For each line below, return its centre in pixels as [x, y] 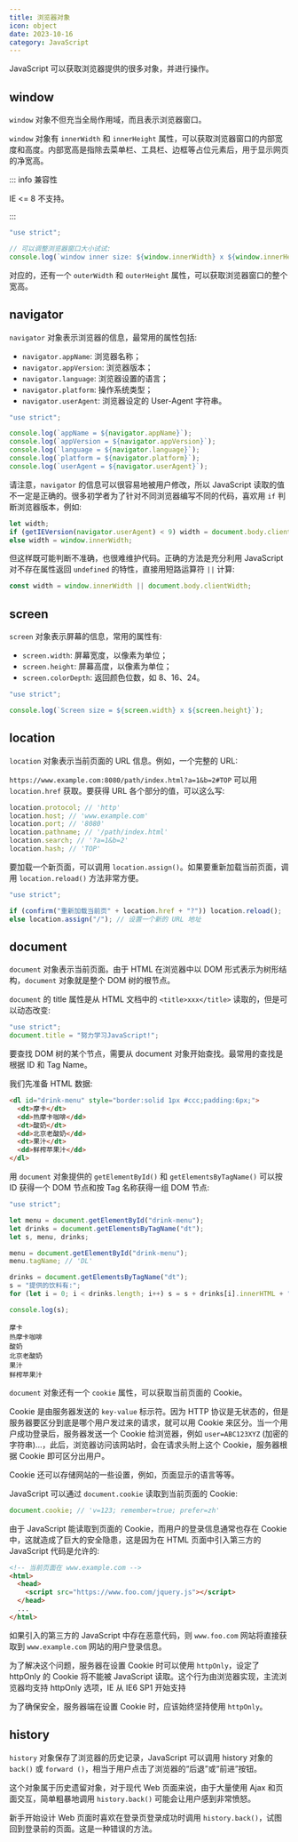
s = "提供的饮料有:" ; [45, 1285]
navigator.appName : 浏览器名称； [82, 356]
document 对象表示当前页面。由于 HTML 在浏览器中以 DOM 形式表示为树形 [144, 969]
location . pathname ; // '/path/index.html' [89, 832]
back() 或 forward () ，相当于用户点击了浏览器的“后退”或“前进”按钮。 [136, 1768]
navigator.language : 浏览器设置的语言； [95, 378]
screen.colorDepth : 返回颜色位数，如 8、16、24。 [113, 677]
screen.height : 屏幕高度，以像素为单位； [97, 667]
